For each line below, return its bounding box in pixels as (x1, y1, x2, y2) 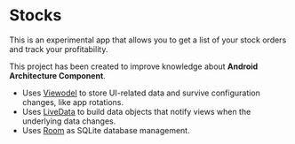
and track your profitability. (9, 43, 108, 54)
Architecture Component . (9, 70, 107, 80)
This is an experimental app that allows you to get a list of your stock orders (9, 34, 287, 45)
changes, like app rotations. (21, 96, 124, 107)
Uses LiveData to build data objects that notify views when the (21, 106, 251, 117)
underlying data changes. (21, 116, 116, 126)
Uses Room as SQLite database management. (21, 125, 190, 135)
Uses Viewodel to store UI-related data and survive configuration (21, 87, 260, 98)
